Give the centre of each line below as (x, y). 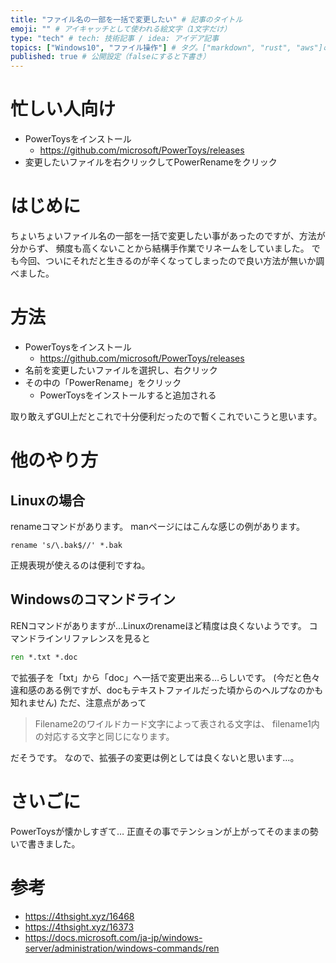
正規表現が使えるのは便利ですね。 (80, 565)
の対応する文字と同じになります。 (104, 736)
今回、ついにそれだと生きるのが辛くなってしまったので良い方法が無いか (167, 260)
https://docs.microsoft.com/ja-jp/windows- (113, 937)
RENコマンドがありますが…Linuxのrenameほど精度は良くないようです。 (158, 625)
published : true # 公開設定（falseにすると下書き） (110, 57)
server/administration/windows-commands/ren (122, 948)
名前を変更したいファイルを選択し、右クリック (121, 370)
